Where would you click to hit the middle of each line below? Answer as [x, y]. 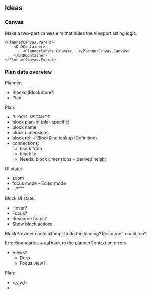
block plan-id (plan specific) [41, 122]
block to [28, 154]
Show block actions [32, 224]
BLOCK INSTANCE [31, 117]
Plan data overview [29, 72]
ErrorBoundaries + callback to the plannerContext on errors [66, 243]
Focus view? [32, 263]
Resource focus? [29, 218]
